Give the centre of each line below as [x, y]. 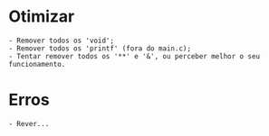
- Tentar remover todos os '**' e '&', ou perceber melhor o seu [134, 56]
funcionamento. [37, 64]
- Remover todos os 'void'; [62, 41]
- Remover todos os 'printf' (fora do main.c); [100, 48]
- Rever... [29, 123]
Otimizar [42, 17]
